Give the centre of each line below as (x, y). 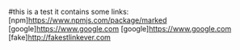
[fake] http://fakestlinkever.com (60, 37)
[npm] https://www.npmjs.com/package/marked (88, 20)
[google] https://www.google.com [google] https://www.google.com (120, 29)
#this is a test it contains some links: (69, 12)
